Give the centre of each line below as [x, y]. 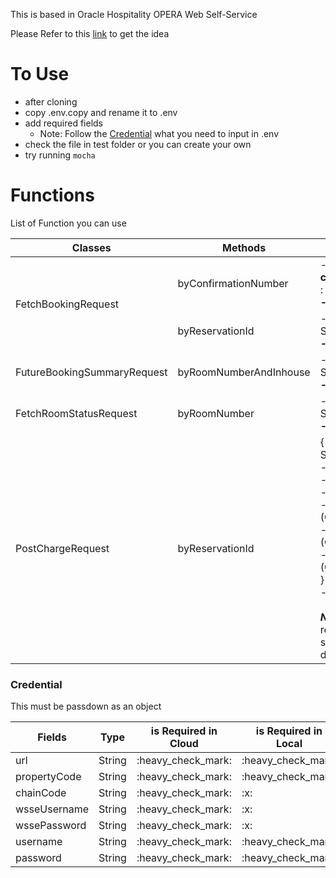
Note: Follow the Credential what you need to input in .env [159, 133]
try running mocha [60, 155]
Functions [52, 195]
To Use [40, 74]
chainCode [41, 793]
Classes [91, 247]
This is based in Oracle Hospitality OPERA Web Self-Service [134, 14]
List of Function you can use [68, 223]
